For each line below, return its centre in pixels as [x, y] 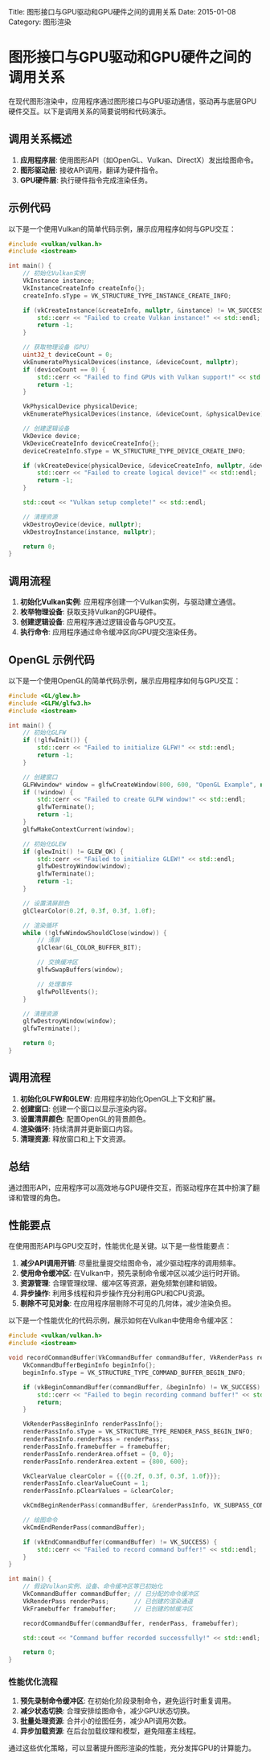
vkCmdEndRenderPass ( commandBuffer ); [84, 1527]
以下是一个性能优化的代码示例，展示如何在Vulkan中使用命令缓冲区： [122, 1320]
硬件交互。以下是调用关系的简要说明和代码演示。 [89, 111]
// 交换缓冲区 [58, 962]
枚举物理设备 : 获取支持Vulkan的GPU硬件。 [90, 612]
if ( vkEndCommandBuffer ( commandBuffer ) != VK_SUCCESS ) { [120, 1542]
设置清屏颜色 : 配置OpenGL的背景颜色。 [85, 1118]
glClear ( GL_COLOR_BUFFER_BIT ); [90, 948]
